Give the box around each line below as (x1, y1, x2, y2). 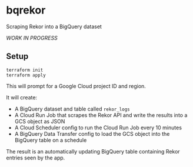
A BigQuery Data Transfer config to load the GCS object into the (14, 130, 170, 137)
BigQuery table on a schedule (14, 136, 87, 143)
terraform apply (6, 72, 46, 78)
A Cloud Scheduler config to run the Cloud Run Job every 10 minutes (14, 124, 182, 131)
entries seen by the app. (6, 154, 65, 161)
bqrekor (6, 4, 46, 17)
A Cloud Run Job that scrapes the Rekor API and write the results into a (14, 111, 188, 118)
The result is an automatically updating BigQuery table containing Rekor (6, 148, 181, 155)
